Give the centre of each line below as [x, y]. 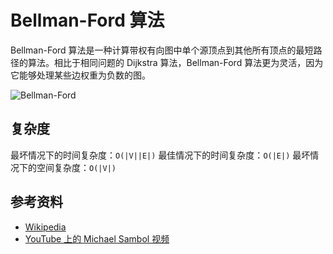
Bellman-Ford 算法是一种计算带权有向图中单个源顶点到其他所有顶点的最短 [162, 50]
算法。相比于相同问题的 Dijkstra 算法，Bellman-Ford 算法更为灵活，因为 [175, 62]
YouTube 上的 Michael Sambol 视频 [97, 238]
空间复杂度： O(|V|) [76, 167]
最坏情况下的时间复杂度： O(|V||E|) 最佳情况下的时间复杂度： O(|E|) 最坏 [160, 155]
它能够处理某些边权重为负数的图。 [80, 75]
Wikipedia [45, 227]
